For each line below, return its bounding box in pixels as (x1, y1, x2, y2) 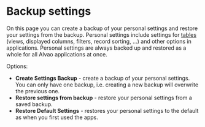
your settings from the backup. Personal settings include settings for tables (6, 31, 197, 38)
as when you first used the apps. (15, 114, 98, 121)
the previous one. (15, 87, 60, 94)
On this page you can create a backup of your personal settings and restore (6, 25, 198, 32)
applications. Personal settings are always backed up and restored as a (6, 44, 187, 52)
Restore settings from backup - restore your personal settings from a (15, 94, 192, 101)
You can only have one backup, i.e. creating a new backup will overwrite (15, 81, 199, 88)
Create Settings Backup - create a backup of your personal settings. (15, 74, 190, 82)
